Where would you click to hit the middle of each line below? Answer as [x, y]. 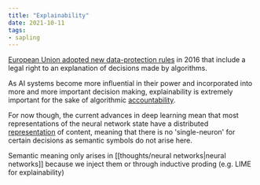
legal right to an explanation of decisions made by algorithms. [108, 68]
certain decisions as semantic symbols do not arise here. [100, 141]
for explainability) [36, 172]
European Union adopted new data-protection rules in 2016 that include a [127, 60]
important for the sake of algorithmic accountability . [92, 100]
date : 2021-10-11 [37, 23]
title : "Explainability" [49, 15]
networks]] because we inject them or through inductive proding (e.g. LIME [130, 164]
